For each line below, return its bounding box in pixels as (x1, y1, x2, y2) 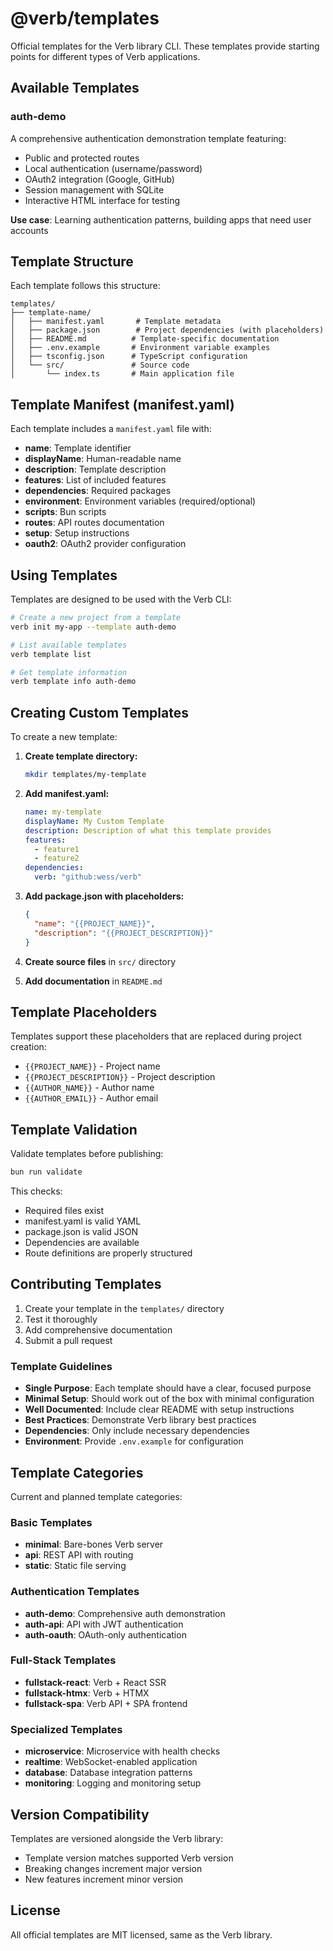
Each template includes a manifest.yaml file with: (10, 423, 212, 435)
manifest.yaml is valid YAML (24, 1215, 142, 1227)
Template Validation (10, 1121, 138, 1138)
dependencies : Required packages (24, 485, 172, 497)
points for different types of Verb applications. (10, 50, 201, 62)
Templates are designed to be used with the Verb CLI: (10, 593, 232, 606)
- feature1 (34, 844, 80, 854)
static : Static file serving (24, 1560, 127, 1572)
